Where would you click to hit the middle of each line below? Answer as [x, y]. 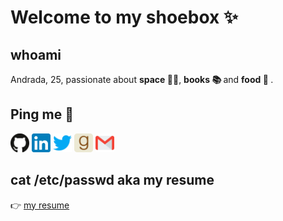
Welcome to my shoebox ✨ [124, 17]
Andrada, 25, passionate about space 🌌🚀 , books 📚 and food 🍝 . [142, 79]
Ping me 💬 [42, 114]
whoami [36, 54]
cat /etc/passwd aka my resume [112, 180]
